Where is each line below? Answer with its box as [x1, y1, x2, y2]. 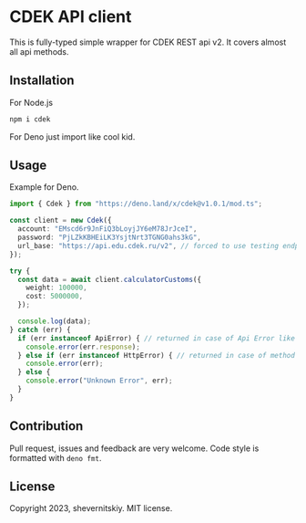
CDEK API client [9, 6, 132, 27]
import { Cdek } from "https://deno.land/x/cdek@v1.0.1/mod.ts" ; [9, 199, 262, 209]
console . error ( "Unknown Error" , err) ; [25, 376, 173, 385]
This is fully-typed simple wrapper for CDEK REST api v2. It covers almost [9, 37, 287, 47]
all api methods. [9, 46, 70, 57]
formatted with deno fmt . [9, 452, 102, 463]
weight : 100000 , [25, 283, 88, 293]
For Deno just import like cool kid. [9, 131, 136, 142]
